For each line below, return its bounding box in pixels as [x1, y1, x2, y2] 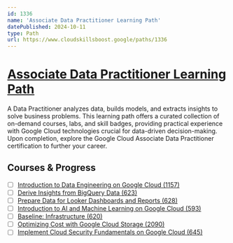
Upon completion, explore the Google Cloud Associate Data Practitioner [7, 134, 215, 143]
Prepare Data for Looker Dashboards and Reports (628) [17, 197, 178, 204]
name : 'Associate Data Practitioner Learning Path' [7, 17, 161, 24]
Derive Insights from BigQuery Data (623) [17, 188, 138, 197]
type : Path [7, 29, 39, 37]
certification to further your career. [7, 141, 107, 151]
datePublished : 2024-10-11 [7, 23, 86, 30]
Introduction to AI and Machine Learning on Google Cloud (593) [17, 204, 202, 213]
